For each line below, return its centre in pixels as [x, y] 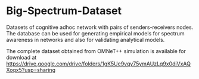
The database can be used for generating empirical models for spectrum [95, 33]
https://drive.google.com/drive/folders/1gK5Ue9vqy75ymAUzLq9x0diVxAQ [98, 64]
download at [21, 57]
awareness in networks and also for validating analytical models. [85, 39]
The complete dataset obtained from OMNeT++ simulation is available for [96, 51]
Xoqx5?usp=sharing [31, 70]
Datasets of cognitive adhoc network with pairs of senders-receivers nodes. [100, 27]
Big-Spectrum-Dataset [64, 11]
